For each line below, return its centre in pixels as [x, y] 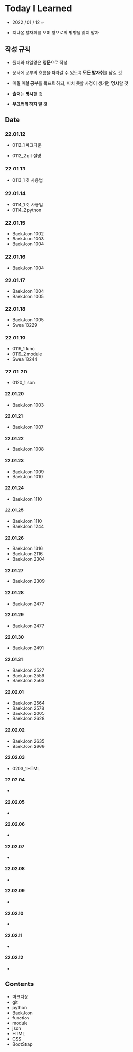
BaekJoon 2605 [28, 713]
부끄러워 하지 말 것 [30, 104]
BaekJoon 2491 [28, 648]
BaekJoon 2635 [28, 741]
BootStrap [22, 1044]
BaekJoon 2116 [27, 554]
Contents [20, 984]
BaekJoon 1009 [28, 472]
